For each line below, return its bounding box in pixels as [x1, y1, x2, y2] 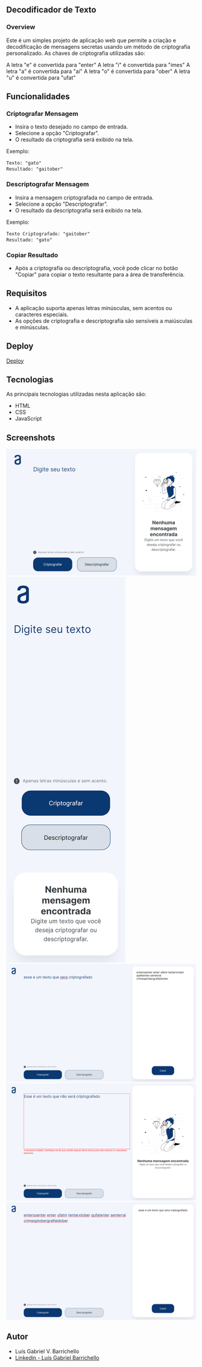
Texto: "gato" [6, 160, 42, 167]
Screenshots [6, 433, 55, 443]
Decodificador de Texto [6, 5, 96, 15]
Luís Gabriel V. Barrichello [14, 1348, 80, 1355]
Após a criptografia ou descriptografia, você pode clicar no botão [14, 264, 178, 271]
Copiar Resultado [6, 250, 58, 259]
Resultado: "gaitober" [6, 166, 63, 173]
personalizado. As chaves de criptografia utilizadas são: [6, 49, 146, 57]
